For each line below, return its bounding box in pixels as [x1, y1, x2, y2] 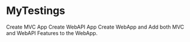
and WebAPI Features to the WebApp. [6, 29, 98, 36]
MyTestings [6, 4, 65, 17]
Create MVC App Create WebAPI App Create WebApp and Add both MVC [6, 23, 185, 30]
